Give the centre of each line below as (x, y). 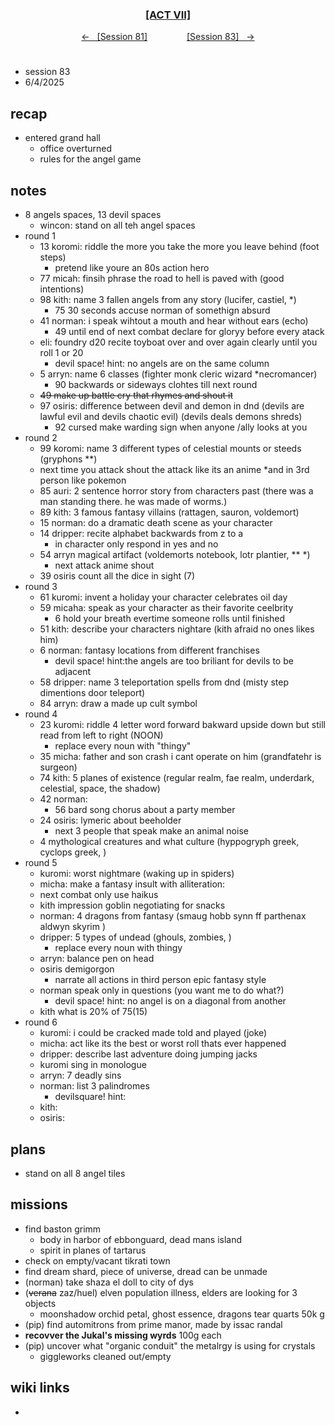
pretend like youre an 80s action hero (132, 268)
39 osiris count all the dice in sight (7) (117, 576)
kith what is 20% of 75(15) (93, 1012)
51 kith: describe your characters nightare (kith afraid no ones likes (177, 629)
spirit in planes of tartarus (93, 1250)
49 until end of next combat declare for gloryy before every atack (189, 332)
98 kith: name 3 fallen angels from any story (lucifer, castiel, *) (168, 300)
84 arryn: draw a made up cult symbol (118, 704)
